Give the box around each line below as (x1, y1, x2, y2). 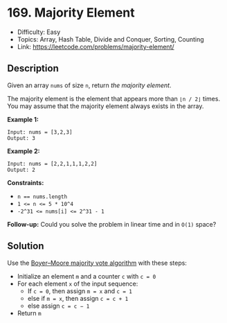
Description (7, 62, 59, 74)
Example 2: (7, 147, 40, 155)
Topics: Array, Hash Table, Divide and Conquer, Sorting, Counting (17, 35, 204, 43)
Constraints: (7, 178, 44, 186)
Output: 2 (7, 166, 36, 173)
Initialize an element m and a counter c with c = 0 (17, 272, 156, 280)
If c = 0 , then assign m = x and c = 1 (27, 286, 133, 295)
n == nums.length (17, 193, 68, 200)
